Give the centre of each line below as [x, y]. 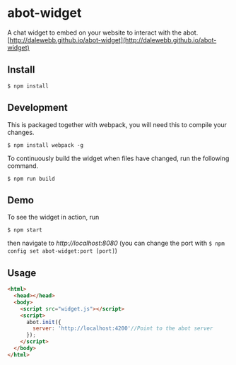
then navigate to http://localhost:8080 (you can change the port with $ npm [116, 243]
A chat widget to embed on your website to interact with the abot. [103, 32]
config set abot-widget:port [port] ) [63, 251]
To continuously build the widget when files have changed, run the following [118, 158]
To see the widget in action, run [53, 217]
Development [38, 108]
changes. [21, 132]
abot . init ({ [43, 322]
